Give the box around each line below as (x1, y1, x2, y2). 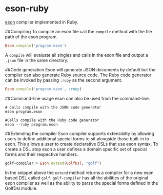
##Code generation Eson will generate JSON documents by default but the (5, 66, 156, 72)
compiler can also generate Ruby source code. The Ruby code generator (5, 72, 152, 78)
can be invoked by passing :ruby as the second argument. (5, 77, 122, 83)
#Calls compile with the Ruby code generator (5, 118, 99, 123)
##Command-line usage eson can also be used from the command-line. (5, 95, 150, 101)
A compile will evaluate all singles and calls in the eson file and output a (5, 52, 148, 58)
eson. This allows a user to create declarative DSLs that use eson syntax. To (5, 141, 159, 147)
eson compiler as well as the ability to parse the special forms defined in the (5, 180, 159, 186)
